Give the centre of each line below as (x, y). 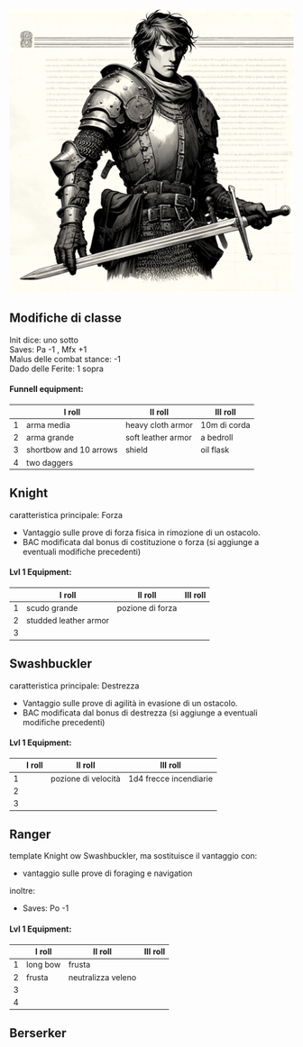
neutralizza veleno (102, 977)
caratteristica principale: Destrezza (74, 686)
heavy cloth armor (159, 424)
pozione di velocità (86, 778)
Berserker (38, 1033)
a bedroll (217, 438)
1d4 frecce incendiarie (170, 778)
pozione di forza (147, 607)
